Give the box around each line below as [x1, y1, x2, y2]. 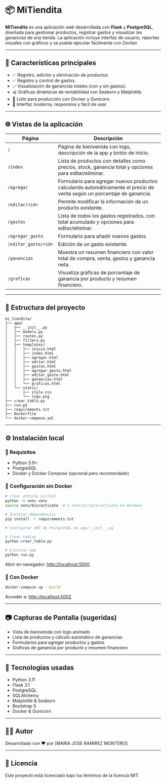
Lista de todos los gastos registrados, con [58, 212, 155, 219]
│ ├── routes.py [5, 334, 43, 339]
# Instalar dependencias [5, 512, 56, 517]
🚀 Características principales [5, 59, 96, 67]
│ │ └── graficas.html [5, 381, 61, 386]
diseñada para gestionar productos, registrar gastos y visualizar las [5, 29, 142, 35]
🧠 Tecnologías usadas [5, 664, 74, 672]
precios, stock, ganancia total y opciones [58, 163, 153, 170]
